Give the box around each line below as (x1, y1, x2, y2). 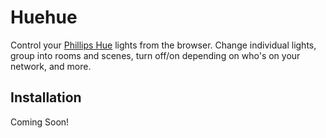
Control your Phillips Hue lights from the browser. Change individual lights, (10, 39, 317, 51)
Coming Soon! (10, 116, 70, 128)
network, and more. (10, 60, 92, 72)
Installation (10, 89, 82, 106)
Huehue (10, 6, 78, 29)
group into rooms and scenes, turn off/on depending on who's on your (10, 49, 301, 61)
